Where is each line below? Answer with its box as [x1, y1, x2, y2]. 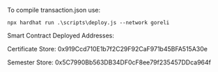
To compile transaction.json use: [7, 6, 101, 14]
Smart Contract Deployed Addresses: [7, 31, 115, 39]
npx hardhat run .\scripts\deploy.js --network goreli [7, 19, 170, 26]
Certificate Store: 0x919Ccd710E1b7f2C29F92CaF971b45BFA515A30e [7, 45, 208, 53]
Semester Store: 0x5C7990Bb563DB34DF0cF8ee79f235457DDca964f [7, 58, 211, 66]
